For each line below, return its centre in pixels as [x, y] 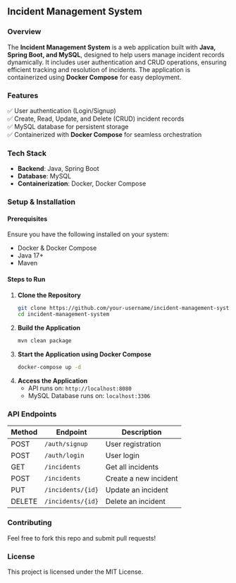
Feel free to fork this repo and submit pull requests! [82, 538]
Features [23, 95]
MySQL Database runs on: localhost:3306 [89, 396]
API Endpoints [32, 414]
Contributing [30, 523]
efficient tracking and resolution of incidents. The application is [99, 69]
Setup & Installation [42, 202]
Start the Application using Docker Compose [84, 354]
